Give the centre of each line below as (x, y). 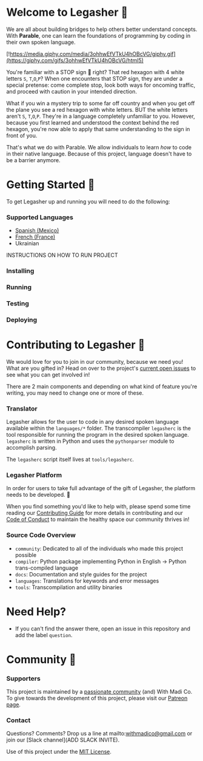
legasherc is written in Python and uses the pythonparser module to (90, 441)
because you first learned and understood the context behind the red (93, 122)
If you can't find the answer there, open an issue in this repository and (103, 629)
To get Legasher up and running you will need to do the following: (88, 201)
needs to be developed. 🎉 (38, 495)
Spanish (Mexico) (37, 231)
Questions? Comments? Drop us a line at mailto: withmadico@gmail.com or (99, 734)
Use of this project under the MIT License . (59, 752)
